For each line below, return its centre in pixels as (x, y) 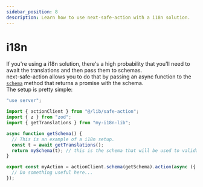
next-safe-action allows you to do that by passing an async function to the (99, 77)
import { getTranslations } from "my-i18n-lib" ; (69, 123)
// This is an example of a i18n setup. (63, 139)
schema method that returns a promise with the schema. (75, 83)
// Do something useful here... (53, 173)
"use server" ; (24, 101)
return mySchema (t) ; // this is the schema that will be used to (96, 151)
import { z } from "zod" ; (39, 117)
